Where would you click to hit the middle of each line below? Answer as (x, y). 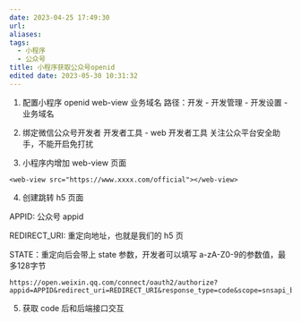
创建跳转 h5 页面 (53, 197)
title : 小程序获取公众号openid (62, 68)
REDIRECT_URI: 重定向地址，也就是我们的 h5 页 (96, 235)
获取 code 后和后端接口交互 (73, 308)
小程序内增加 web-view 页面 (74, 163)
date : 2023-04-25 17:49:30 (60, 17)
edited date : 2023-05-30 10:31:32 (74, 76)
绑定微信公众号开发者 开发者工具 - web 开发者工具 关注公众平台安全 (147, 132)
